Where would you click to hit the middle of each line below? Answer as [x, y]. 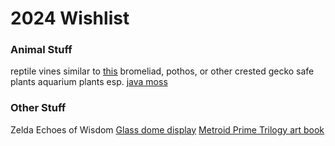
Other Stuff [38, 108]
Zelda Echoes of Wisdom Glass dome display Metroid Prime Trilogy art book [167, 129]
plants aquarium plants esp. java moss [89, 82]
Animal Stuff [41, 50]
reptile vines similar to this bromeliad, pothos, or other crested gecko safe [162, 71]
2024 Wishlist [70, 18]
